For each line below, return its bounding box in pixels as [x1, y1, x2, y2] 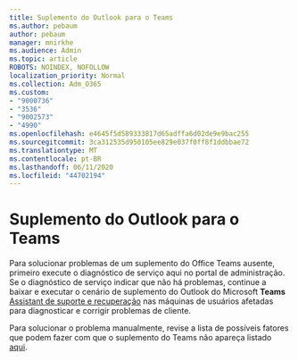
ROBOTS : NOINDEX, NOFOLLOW [9, 63, 110, 72]
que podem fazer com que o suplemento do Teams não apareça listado [9, 332, 272, 343]
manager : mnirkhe [9, 38, 74, 47]
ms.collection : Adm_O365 [9, 80, 102, 88]
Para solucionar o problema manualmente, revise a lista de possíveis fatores [9, 323, 289, 333]
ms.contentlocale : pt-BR [9, 154, 102, 164]
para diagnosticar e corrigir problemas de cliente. [9, 306, 192, 316]
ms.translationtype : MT [9, 146, 98, 155]
